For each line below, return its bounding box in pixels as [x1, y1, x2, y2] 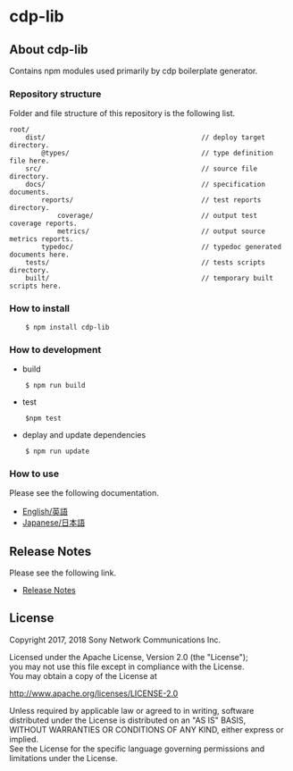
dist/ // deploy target [25, 133, 266, 142]
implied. [9, 733, 38, 744]
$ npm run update [25, 447, 90, 456]
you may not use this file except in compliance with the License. [9, 661, 245, 672]
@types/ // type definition [41, 149, 274, 158]
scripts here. [9, 281, 63, 291]
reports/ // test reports [41, 196, 262, 205]
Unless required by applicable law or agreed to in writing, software [9, 705, 255, 716]
